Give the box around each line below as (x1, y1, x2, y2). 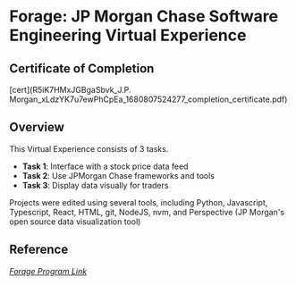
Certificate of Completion (9, 61, 155, 76)
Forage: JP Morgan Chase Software (9, 6, 279, 27)
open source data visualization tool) (9, 216, 141, 227)
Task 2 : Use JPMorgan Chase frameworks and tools (21, 170, 215, 180)
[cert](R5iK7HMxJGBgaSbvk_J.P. (9, 85, 131, 95)
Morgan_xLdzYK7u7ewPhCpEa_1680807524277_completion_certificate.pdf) (9, 94, 288, 105)
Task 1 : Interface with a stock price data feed (21, 161, 189, 172)
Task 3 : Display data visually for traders (21, 180, 169, 190)
